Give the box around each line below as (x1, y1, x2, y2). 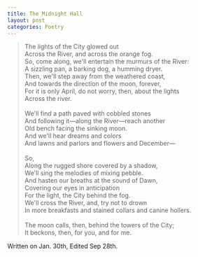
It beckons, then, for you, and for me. (24, 228, 132, 237)
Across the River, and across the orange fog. (24, 50, 153, 58)
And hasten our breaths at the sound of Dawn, (24, 176, 158, 185)
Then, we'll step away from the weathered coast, (24, 72, 166, 81)
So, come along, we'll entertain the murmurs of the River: (24, 57, 190, 66)
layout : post (7, 17, 45, 24)
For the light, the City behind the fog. (24, 191, 131, 200)
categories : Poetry (7, 23, 64, 30)
